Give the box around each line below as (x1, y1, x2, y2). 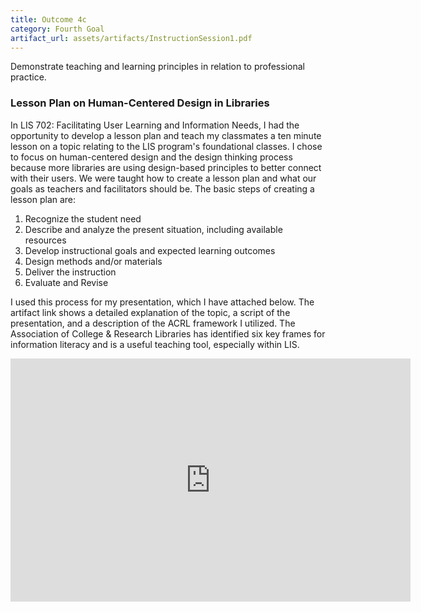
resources (24, 234, 67, 246)
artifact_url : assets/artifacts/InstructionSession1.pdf (10, 33, 253, 43)
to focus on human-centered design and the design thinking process (10, 151, 293, 163)
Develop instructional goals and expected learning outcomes (24, 244, 276, 256)
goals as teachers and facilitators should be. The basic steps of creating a (10, 182, 315, 195)
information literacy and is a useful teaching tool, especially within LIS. (10, 338, 300, 350)
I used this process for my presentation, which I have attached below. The (10, 296, 315, 308)
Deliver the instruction (24, 266, 117, 278)
